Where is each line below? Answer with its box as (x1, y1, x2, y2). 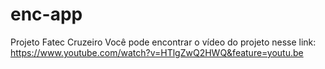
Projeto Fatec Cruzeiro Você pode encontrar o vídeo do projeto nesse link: (10, 36, 317, 48)
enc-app (10, 3, 83, 26)
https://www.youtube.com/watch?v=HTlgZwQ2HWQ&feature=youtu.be (10, 46, 304, 58)
